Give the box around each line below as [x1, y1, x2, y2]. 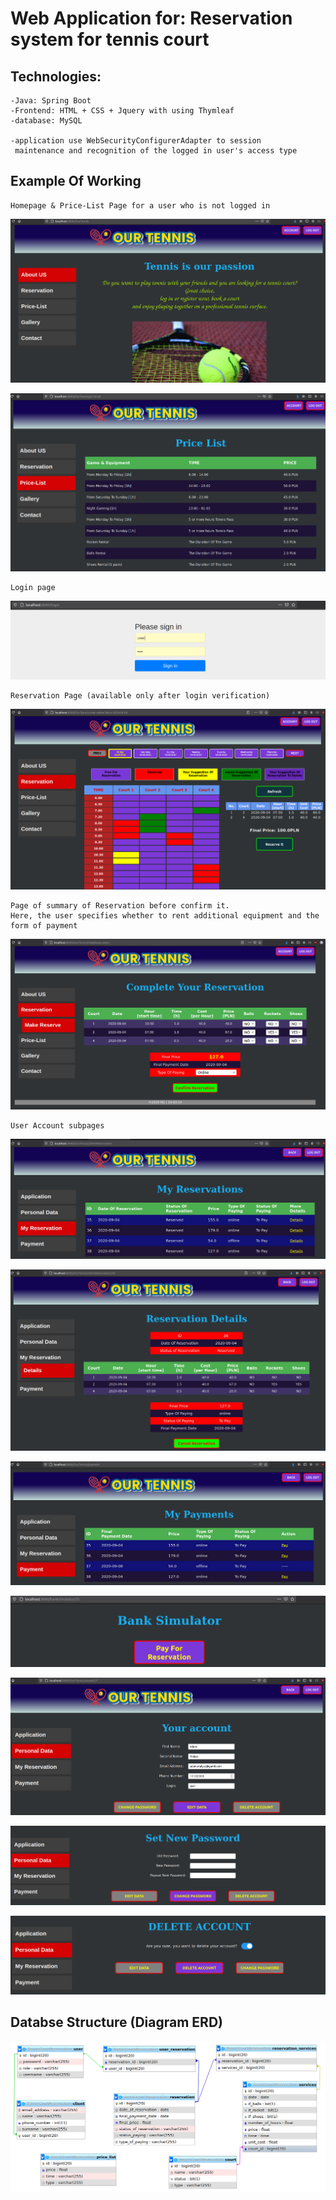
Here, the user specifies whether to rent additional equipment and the [10, 910, 320, 921]
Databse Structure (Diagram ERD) [10, 2014, 223, 2031]
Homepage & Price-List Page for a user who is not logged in [10, 200, 271, 211]
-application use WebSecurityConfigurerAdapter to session [10, 136, 262, 146]
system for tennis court [10, 28, 210, 51]
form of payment [10, 920, 78, 931]
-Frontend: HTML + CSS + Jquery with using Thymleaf [10, 106, 235, 116]
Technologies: [10, 68, 102, 85]
